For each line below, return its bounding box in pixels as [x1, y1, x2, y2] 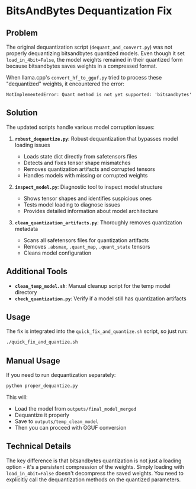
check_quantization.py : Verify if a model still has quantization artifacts [14, 295, 187, 302]
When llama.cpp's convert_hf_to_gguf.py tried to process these [6, 74, 162, 81]
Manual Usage [6, 355, 60, 366]
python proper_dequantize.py [6, 383, 78, 389]
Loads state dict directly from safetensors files [23, 153, 137, 160]
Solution [6, 108, 38, 118]
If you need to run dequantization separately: [6, 371, 116, 379]
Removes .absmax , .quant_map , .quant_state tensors [23, 243, 150, 250]
